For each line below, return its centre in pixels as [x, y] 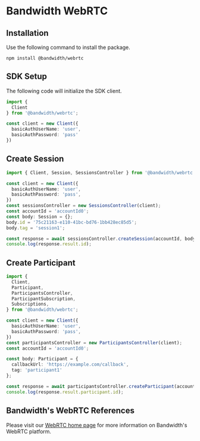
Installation [27, 33]
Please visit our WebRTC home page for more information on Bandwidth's [97, 425]
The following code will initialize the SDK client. [64, 91]
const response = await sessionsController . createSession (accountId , [94, 239]
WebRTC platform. [29, 431]
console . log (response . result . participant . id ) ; [65, 392]
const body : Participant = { [42, 359]
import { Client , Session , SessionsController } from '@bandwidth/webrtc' [101, 172]
